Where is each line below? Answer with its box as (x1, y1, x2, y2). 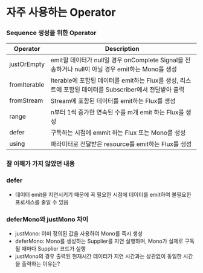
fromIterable (9, 81, 45, 89)
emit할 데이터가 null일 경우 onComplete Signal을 (50, 56, 184, 64)
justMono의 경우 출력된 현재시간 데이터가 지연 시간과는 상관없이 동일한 (14, 252, 182, 260)
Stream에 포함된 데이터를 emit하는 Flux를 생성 (50, 97, 176, 105)
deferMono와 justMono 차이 (6, 215, 89, 223)
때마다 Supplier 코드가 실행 (21, 245, 86, 252)
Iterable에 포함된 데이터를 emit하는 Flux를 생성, (50, 76, 179, 85)
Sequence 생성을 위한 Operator (6, 28, 97, 37)
